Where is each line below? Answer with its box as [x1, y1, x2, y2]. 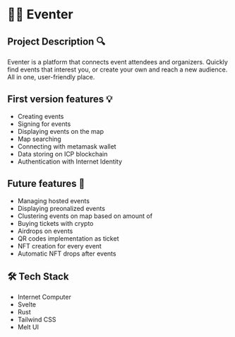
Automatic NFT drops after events [17, 249, 116, 258]
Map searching [17, 135, 61, 143]
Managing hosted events [17, 196, 90, 205]
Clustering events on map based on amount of [17, 212, 153, 220]
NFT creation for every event [17, 241, 102, 250]
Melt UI [17, 323, 39, 331]
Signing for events [17, 120, 71, 128]
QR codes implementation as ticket [17, 234, 119, 243]
